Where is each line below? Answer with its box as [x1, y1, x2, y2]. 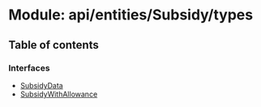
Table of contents [8, 38, 99, 52]
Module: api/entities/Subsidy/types [8, 6, 254, 24]
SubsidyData [19, 80, 63, 90]
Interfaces [8, 62, 50, 74]
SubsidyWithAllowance [19, 89, 98, 99]
